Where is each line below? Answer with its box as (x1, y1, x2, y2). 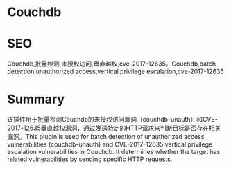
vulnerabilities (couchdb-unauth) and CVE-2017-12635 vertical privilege (7, 140, 213, 149)
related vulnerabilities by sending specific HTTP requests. (7, 155, 173, 163)
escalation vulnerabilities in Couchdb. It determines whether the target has (7, 148, 221, 156)
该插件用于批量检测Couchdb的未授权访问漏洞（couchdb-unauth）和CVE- (7, 115, 219, 124)
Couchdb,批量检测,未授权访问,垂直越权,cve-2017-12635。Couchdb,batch (7, 59, 216, 68)
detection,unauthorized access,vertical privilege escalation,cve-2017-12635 (7, 67, 224, 76)
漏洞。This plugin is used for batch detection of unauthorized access (7, 133, 205, 141)
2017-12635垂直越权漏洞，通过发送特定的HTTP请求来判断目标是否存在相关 (7, 124, 221, 132)
